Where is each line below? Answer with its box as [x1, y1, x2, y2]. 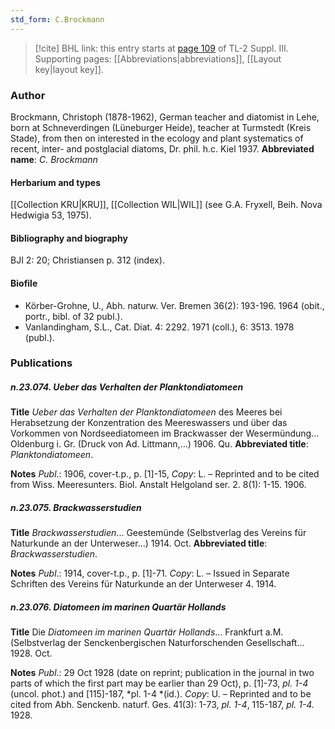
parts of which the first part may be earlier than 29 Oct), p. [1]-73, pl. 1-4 [10, 677, 309, 690]
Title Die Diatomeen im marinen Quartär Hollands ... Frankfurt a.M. [10, 626, 284, 638]
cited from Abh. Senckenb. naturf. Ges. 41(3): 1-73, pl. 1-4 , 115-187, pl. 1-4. [10, 699, 315, 711]
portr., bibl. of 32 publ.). [24, 310, 123, 322]
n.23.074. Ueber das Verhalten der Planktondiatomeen [10, 381, 244, 393]
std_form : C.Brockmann [10, 14, 105, 25]
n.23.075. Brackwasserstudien [10, 502, 142, 514]
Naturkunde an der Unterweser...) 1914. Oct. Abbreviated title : [10, 537, 268, 550]
